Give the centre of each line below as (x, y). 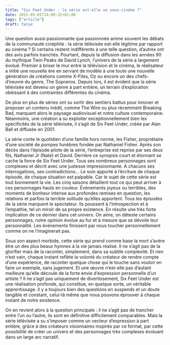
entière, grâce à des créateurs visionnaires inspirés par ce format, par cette (84, 326)
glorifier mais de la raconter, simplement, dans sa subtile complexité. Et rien (84, 252)
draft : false (19, 24)
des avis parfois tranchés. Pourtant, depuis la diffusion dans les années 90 (83, 55)
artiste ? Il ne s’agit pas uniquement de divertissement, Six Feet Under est (82, 279)
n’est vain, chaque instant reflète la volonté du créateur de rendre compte (82, 257)
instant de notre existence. (33, 300)
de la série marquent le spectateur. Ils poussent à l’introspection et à (77, 204)
